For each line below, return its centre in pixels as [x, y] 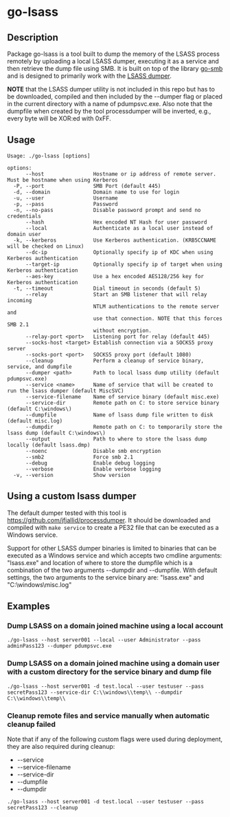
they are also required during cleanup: [61, 746]
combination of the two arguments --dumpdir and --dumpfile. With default [112, 570]
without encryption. [123, 330]
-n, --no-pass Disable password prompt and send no [107, 210]
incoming [20, 300]
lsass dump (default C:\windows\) [57, 433]
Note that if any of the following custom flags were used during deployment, [115, 739]
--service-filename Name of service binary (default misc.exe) [122, 396]
